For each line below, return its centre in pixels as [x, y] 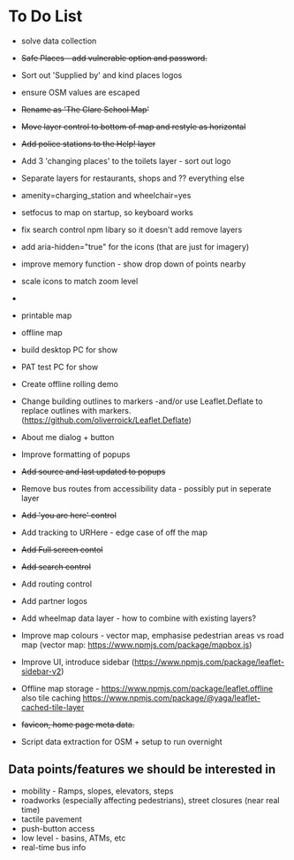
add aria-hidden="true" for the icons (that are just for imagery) [135, 246]
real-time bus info [53, 847]
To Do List [45, 16]
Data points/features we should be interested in [142, 769]
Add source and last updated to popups [93, 471]
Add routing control [57, 584]
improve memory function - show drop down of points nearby [133, 264]
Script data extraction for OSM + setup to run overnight [121, 741]
